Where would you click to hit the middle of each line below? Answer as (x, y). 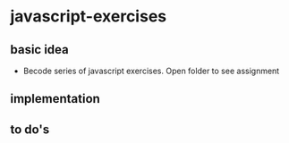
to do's (30, 129)
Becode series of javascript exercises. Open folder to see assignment (151, 71)
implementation (55, 99)
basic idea (40, 50)
